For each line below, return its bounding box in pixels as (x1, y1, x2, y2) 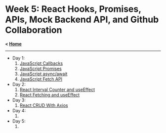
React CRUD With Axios (19, 102, 68, 108)
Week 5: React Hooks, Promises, (5, 3, 141, 15)
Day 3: (12, 97, 26, 103)
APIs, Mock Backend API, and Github (5, 14, 159, 25)
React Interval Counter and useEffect (19, 87, 95, 92)
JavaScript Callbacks (19, 60, 63, 66)
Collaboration (5, 25, 62, 36)
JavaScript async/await (19, 71, 68, 77)
